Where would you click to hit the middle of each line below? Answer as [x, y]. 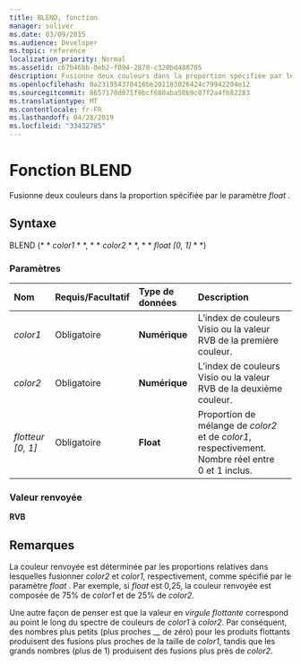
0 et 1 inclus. [225, 470]
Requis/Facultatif [92, 297]
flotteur [29, 437]
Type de [156, 292]
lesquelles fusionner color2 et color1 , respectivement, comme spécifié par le [150, 576]
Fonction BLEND [71, 171]
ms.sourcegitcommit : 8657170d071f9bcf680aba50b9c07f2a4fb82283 [130, 92]
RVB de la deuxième [240, 389]
